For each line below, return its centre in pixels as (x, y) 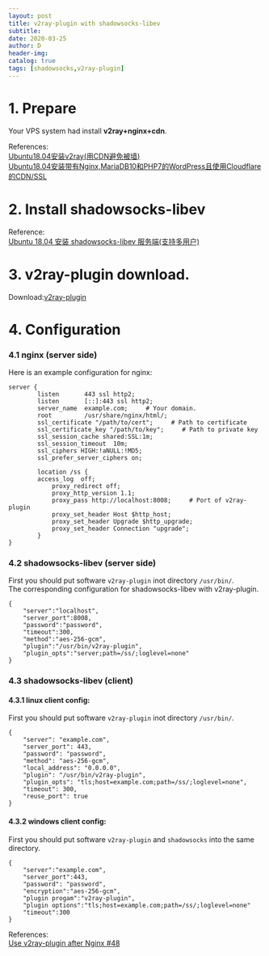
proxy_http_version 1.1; (93, 494)
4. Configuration (65, 329)
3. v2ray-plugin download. (99, 274)
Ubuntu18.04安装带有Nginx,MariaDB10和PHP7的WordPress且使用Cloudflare (135, 166)
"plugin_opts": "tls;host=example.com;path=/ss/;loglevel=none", (135, 782)
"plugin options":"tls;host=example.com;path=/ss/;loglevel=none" (137, 905)
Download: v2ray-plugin (47, 297)
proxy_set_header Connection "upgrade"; (120, 529)
